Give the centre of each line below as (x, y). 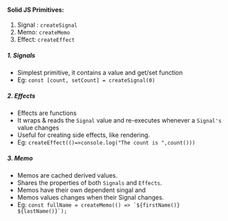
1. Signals (21, 55)
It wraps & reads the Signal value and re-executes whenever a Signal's (120, 120)
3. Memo (20, 158)
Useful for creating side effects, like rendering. (84, 135)
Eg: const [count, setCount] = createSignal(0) (86, 80)
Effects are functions (47, 113)
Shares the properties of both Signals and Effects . (89, 183)
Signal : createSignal (47, 25)
